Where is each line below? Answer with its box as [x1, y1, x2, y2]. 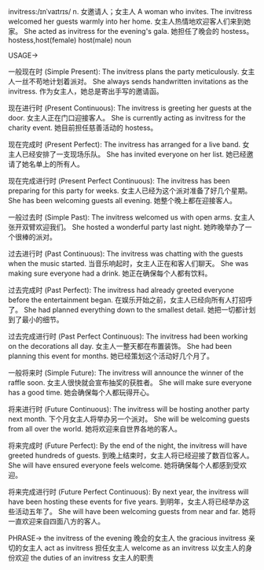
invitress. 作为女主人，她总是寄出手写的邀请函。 [8, 87, 163, 96]
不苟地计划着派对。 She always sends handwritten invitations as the [28, 77, 249, 86]
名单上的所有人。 [28, 160, 84, 168]
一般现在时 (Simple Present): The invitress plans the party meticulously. [8, 67, 240, 76]
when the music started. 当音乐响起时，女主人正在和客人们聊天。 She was [8, 259, 249, 268]
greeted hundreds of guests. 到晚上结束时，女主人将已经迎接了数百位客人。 [8, 451, 254, 460]
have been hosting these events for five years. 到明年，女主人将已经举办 [8, 497, 243, 506]
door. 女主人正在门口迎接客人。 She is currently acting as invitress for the [8, 113, 246, 122]
